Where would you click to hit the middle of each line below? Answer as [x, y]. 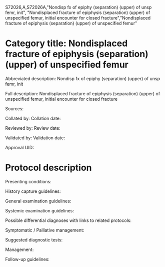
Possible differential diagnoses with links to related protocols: [68, 220]
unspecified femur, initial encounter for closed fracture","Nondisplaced [78, 18]
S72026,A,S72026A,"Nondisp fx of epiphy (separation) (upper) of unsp [78, 7]
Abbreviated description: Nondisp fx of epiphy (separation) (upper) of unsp [83, 78]
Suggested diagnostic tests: [34, 239]
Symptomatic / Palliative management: [45, 230]
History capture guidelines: [33, 191]
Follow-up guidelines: [27, 259]
